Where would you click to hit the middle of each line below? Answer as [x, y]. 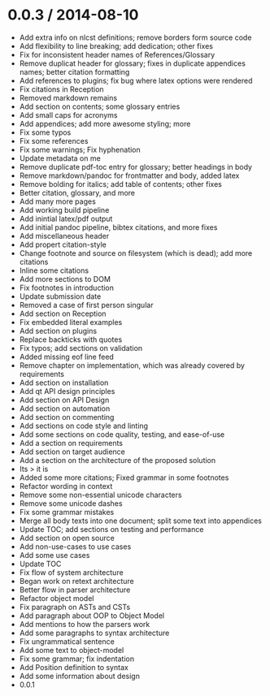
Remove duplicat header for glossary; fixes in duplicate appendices [132, 63]
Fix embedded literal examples [71, 322]
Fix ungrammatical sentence [67, 641]
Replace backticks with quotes [71, 339]
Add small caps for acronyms [68, 115]
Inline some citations [54, 270]
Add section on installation [64, 383]
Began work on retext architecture [77, 581]
